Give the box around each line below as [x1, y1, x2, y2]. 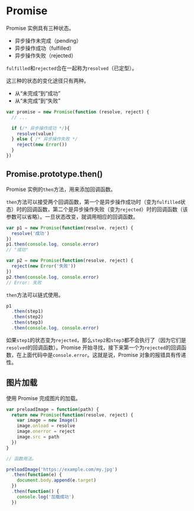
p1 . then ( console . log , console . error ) [6, 241, 99, 247]
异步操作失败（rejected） [14, 52, 77, 59]
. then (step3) [11, 320, 44, 325]
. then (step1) [11, 308, 44, 315]
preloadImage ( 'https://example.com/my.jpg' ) [6, 467, 118, 472]
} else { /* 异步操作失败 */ [11, 136, 78, 142]
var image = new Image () [17, 417, 78, 423]
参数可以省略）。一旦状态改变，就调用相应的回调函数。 [6, 213, 138, 220]
